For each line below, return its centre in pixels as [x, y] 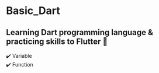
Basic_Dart [33, 11]
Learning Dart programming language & [80, 32]
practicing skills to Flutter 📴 [57, 41]
